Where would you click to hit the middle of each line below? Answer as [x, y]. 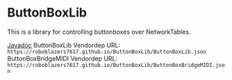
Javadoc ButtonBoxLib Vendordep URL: [64, 45]
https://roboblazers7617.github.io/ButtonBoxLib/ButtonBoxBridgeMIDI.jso [116, 65]
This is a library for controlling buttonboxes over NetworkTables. [99, 32]
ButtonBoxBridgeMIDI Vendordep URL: [63, 58]
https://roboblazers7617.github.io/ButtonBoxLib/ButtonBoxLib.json [107, 52]
